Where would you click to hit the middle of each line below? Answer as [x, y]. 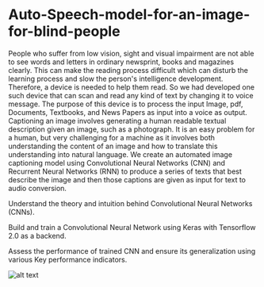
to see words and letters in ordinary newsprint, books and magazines [121, 62]
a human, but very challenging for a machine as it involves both [112, 137]
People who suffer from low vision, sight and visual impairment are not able [131, 53]
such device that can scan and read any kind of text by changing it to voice [131, 95]
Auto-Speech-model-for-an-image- [129, 15]
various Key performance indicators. [68, 259]
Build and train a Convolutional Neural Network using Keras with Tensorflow [132, 227]
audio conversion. [38, 188]
